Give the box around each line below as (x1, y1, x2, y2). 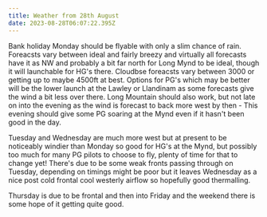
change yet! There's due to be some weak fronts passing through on (8, 158, 234, 168)
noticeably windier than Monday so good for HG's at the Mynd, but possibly (8, 141, 257, 151)
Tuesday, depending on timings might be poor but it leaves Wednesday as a (8, 167, 257, 176)
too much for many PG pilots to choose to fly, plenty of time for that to (8, 149, 238, 160)
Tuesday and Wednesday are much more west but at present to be (8, 132, 227, 142)
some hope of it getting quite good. (8, 199, 124, 208)
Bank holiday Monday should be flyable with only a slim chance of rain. (8, 41, 241, 50)
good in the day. (8, 117, 61, 127)
